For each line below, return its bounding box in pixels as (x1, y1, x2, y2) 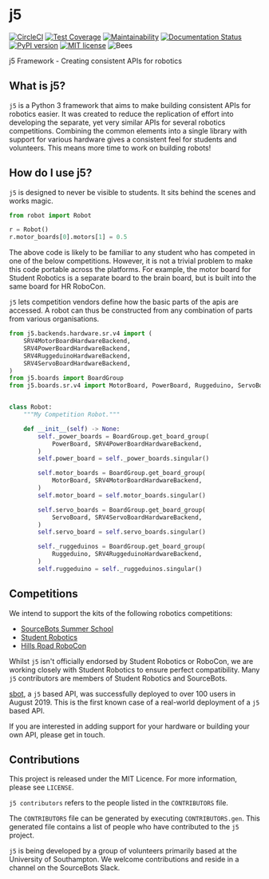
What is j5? (9, 79, 66, 93)
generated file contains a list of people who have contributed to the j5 (9, 822, 239, 832)
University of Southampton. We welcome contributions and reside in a (9, 854, 239, 865)
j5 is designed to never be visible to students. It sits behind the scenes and (9, 187, 256, 197)
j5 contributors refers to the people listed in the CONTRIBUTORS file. (9, 798, 228, 808)
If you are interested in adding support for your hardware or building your (9, 721, 250, 731)
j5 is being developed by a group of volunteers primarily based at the (9, 846, 238, 856)
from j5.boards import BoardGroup (9, 374, 125, 382)
